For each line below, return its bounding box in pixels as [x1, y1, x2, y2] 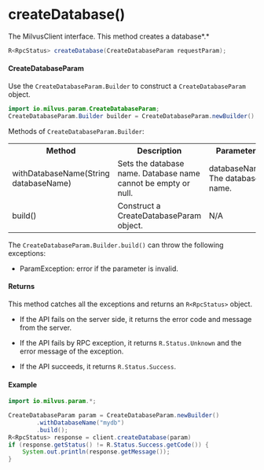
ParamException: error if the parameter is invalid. [19, 264, 179, 273]
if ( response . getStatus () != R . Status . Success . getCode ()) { [8, 441, 210, 449]
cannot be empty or [117, 177, 190, 188]
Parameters [215, 145, 261, 156]
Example [8, 379, 38, 389]
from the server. [19, 323, 72, 332]
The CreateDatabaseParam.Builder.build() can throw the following [8, 240, 224, 250]
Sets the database [117, 157, 185, 168]
